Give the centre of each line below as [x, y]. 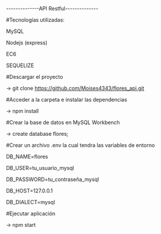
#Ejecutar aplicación [31, 213]
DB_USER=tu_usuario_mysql [40, 168]
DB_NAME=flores [27, 156]
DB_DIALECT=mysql [31, 202]
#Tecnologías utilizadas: [35, 20]
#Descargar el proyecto [35, 77]
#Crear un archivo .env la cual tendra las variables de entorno [80, 145]
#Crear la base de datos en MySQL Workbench [63, 122]
